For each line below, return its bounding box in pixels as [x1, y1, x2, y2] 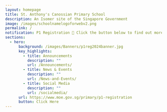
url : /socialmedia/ [27, 90, 68, 95]
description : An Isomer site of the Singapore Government [5, 16, 128, 21]
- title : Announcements [23, 53, 72, 58]
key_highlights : [18, 49, 52, 54]
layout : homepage [5, 7, 41, 12]
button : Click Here [18, 100, 59, 105]
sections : [5, 35, 26, 40]
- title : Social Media [23, 81, 70, 86]
